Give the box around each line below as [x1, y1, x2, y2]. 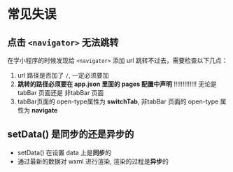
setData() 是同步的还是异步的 [7, 129, 134, 141]
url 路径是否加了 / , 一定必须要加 [17, 71, 109, 79]
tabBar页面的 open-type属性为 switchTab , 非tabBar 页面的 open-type [17, 97, 219, 106]
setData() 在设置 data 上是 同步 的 [17, 148, 112, 157]
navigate [31, 106, 58, 114]
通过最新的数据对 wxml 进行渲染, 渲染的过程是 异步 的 [17, 157, 169, 165]
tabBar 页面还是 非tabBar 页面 [17, 89, 104, 96]
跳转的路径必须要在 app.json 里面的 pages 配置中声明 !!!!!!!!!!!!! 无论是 [17, 80, 217, 88]
